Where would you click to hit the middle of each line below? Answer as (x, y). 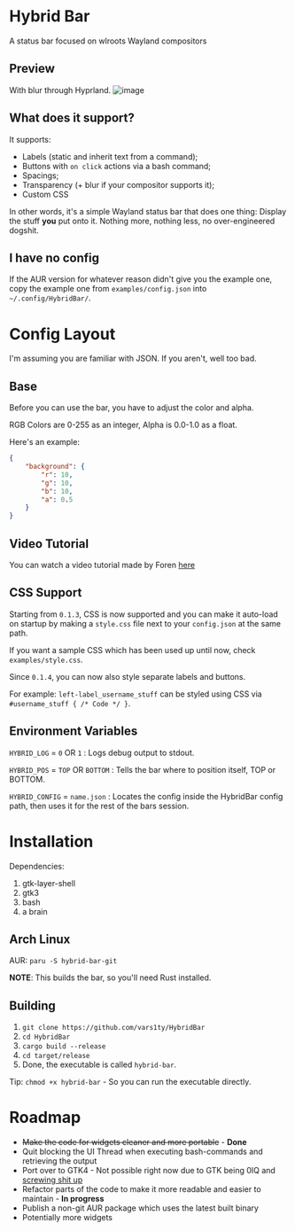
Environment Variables (74, 732)
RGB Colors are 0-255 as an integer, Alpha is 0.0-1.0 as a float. (123, 425)
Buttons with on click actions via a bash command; (116, 166)
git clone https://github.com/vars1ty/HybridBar (113, 1028)
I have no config (54, 257)
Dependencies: (37, 866)
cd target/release (56, 1056)
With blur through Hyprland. (60, 90)
